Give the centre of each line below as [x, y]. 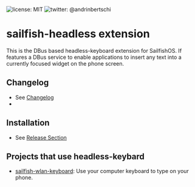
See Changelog [34, 97]
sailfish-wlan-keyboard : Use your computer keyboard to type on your [102, 171]
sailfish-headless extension [78, 34]
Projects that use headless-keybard [75, 156]
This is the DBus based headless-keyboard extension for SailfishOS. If [94, 50]
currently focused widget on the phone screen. [65, 63]
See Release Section [41, 137]
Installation [28, 123]
